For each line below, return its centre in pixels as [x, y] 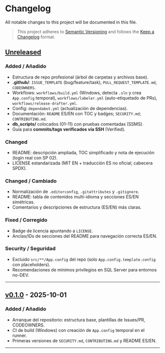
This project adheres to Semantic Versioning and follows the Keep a [86, 31]
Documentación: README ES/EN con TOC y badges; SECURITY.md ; [77, 113]
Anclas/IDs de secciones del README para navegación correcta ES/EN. [85, 236]
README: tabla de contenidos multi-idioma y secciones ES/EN [75, 197]
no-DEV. [21, 275]
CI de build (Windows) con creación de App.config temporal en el [78, 330]
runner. [19, 335]
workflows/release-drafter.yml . [45, 103]
